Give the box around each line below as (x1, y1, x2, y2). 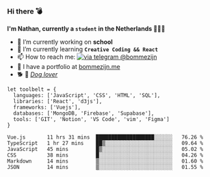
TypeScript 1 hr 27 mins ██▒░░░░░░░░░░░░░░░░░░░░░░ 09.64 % (7, 140, 204, 147)
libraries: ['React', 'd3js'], (13, 98, 103, 105)
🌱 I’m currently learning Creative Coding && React (16, 45, 159, 53)
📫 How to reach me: (16, 53, 76, 61)
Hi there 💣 (7, 6, 43, 16)
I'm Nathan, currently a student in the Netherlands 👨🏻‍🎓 (7, 25, 166, 33)
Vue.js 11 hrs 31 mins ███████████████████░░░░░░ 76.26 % (7, 134, 204, 141)
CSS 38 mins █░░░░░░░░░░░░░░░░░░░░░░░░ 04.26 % (7, 152, 204, 159)
